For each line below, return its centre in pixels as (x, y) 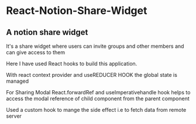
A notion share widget (47, 32)
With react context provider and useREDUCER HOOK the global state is (92, 75)
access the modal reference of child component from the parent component (98, 98)
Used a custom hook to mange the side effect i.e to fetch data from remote (96, 110)
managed (18, 81)
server (14, 116)
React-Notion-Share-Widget (77, 11)
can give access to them (36, 52)
